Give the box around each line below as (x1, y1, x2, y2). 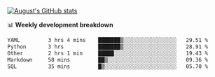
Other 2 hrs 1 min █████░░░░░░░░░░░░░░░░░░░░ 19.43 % (7, 50, 209, 57)
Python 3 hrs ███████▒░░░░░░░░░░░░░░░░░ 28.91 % (7, 43, 209, 50)
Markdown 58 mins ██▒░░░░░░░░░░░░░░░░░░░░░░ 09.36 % (7, 56, 209, 63)
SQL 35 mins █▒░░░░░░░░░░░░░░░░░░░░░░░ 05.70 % (7, 63, 209, 70)
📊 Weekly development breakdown (7, 21, 113, 29)
